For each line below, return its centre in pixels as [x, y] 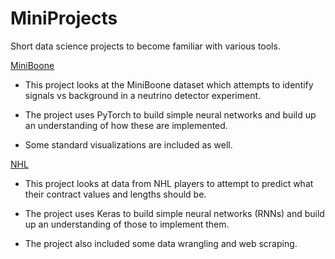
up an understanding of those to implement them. [127, 224]
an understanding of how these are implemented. [126, 125]
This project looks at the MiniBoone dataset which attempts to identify [169, 84]
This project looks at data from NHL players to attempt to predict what [169, 183]
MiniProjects [64, 18]
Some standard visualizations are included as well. [128, 144]
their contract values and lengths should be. [115, 194]
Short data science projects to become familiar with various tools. [145, 46]
